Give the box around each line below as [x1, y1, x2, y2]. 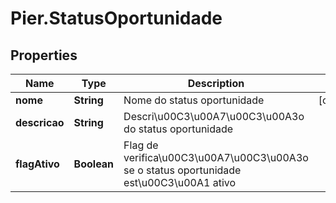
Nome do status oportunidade [123, 93, 265, 107]
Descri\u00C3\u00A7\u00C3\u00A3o [123, 110, 305, 123]
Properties [10, 47, 78, 64]
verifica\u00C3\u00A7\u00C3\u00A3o [123, 151, 309, 164]
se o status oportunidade [123, 163, 242, 177]
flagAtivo [15, 157, 60, 171]
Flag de [123, 138, 159, 152]
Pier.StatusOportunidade [10, 7, 223, 30]
